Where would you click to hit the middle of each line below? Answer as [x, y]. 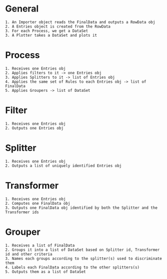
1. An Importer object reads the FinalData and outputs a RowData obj [80, 22]
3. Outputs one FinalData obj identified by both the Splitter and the [81, 208]
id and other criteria [29, 254]
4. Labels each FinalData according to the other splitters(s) [72, 267]
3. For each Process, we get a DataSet [47, 31]
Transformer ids [22, 212]
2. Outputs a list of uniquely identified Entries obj [63, 166]
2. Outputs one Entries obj [34, 128]
